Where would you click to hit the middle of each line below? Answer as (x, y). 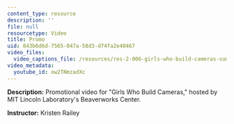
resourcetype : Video (37, 33)
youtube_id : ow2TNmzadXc (49, 72)
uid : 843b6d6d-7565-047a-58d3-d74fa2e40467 (71, 46)
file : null (23, 26)
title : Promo (26, 40)
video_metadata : (31, 65)
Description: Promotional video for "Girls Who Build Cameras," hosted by (112, 92)
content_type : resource (42, 14)
